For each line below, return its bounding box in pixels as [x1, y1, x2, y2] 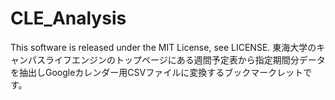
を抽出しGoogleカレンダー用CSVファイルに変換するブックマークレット [10, 66, 304, 78]
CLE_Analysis [10, 7, 127, 30]
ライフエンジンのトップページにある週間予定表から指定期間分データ [44, 53, 326, 66]
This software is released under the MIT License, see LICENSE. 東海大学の [10, 41, 317, 53]
